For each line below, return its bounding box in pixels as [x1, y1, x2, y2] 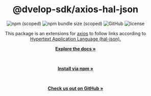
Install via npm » [58, 65, 93, 71]
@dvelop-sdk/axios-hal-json [12, 4, 139, 15]
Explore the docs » [55, 45, 96, 52]
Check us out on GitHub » [47, 85, 104, 91]
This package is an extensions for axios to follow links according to [5, 30, 146, 36]
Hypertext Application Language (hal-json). [30, 36, 121, 42]
